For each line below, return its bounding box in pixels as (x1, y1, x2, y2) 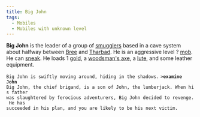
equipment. (6, 61, 35, 68)
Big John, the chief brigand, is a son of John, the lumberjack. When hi (6, 85, 195, 91)
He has (8, 100, 26, 106)
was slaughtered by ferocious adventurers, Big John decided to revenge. (6, 95, 195, 101)
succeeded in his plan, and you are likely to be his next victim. (6, 106, 178, 112)
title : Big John (6, 8, 47, 15)
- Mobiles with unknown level (11, 25, 87, 32)
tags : (6, 14, 20, 20)
